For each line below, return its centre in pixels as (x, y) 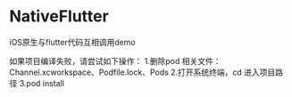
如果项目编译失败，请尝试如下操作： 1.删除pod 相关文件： (115, 61)
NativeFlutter (59, 16)
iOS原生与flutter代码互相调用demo (72, 42)
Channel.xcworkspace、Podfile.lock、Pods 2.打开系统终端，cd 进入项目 (142, 72)
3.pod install (42, 83)
